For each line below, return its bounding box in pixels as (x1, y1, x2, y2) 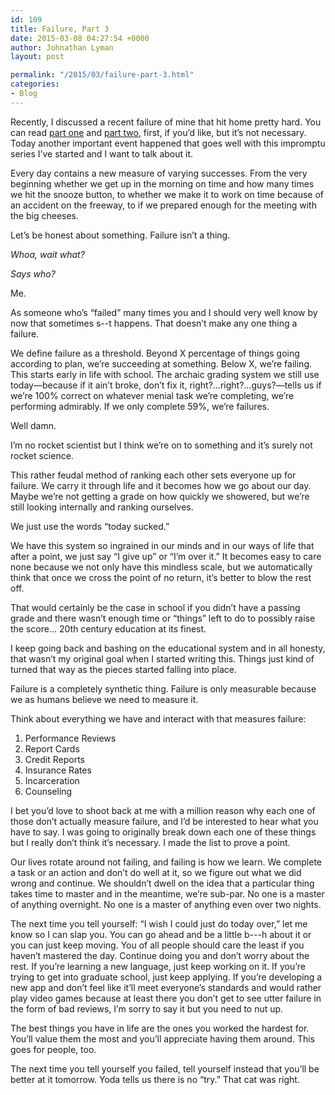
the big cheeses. (10, 209, 80, 221)
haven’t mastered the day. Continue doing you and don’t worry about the (10, 949, 310, 961)
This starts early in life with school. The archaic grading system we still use (10, 368, 320, 380)
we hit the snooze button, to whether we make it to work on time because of (10, 188, 325, 200)
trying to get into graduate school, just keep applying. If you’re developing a (10, 971, 323, 983)
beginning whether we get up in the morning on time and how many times (10, 177, 315, 190)
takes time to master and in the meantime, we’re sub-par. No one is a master (10, 887, 325, 900)
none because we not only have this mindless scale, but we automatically (10, 561, 313, 573)
